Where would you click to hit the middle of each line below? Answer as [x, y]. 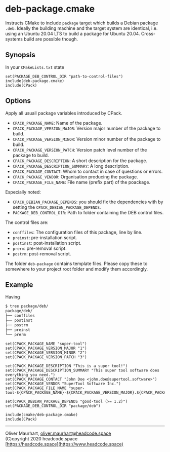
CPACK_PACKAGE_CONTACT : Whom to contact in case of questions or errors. [88, 171]
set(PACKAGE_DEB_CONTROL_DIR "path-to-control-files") [64, 77]
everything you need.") [30, 375]
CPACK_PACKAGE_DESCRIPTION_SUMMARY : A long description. [71, 166]
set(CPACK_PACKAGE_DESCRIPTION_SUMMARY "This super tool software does [82, 370]
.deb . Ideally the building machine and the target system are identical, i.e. [81, 28]
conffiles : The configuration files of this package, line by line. [77, 232]
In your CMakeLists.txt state [35, 67]
